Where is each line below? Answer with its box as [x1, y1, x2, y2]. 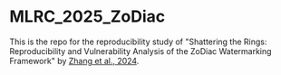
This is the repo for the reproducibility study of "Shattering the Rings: [9, 36, 267, 47]
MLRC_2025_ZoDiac [9, 6, 166, 27]
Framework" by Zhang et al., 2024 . [9, 55, 140, 66]
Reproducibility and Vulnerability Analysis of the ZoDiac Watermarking [9, 45, 272, 56]
